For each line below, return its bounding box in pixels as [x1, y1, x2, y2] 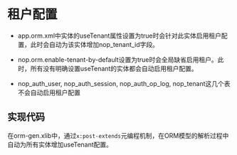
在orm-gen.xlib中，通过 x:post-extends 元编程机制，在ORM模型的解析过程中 [7, 131, 229, 139]
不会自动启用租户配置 [17, 88, 80, 97]
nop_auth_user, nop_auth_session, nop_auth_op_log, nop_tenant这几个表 [17, 79, 231, 87]
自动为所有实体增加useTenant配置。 [7, 140, 112, 149]
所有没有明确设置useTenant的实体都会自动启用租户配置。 [30, 64, 198, 73]
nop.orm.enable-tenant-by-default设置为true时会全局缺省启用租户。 [17, 55, 218, 64]
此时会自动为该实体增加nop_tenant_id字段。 [30, 40, 159, 48]
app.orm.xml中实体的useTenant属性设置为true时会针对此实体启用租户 [17, 31, 222, 40]
